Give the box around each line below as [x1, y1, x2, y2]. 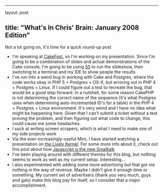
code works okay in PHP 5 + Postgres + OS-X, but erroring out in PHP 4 [12, 79, 156, 85]
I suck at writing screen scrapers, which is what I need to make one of [12, 126, 152, 131]
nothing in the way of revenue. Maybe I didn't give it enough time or [12, 167, 148, 173]
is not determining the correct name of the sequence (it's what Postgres [12, 95, 157, 100]
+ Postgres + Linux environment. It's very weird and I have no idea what [12, 105, 156, 111]
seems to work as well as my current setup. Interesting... [12, 156, 125, 162]
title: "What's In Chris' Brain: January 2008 [5, 24, 139, 32]
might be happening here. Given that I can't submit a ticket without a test [12, 110, 158, 116]
